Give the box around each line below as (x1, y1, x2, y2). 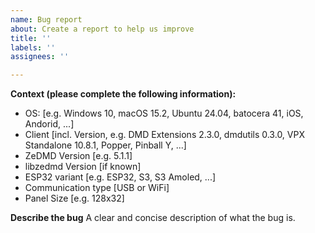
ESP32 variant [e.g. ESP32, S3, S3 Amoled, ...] (24, 171, 217, 183)
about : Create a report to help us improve (10, 24, 195, 34)
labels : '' (10, 42, 56, 53)
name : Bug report (10, 14, 83, 25)
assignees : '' (10, 52, 70, 62)
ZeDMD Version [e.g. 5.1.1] (24, 150, 133, 162)
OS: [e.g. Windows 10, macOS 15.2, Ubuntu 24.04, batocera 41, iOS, (24, 107, 304, 120)
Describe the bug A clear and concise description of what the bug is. (10, 212, 296, 224)
